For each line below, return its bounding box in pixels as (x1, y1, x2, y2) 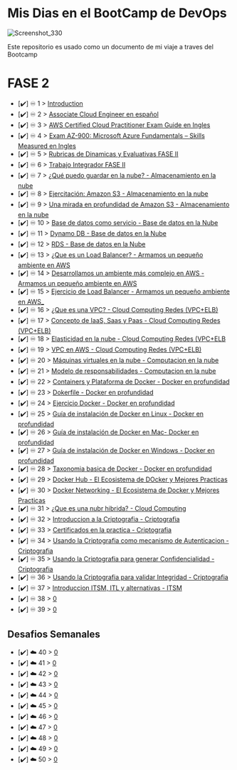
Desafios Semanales (7, 629, 101, 641)
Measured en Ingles (17, 141, 76, 150)
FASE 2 (7, 75, 50, 91)
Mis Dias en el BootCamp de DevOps (7, 5, 227, 21)
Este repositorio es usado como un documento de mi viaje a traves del (7, 42, 214, 51)
